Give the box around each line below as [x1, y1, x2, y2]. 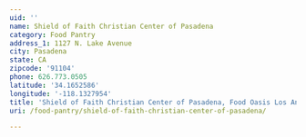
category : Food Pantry [9, 30, 96, 39]
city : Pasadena [9, 47, 67, 56]
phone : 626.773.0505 [9, 73, 88, 82]
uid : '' [9, 13, 39, 23]
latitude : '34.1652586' [9, 81, 100, 90]
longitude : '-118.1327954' [9, 89, 112, 98]
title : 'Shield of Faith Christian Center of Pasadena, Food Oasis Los [9, 97, 287, 107]
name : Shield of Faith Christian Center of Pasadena [9, 22, 214, 31]
